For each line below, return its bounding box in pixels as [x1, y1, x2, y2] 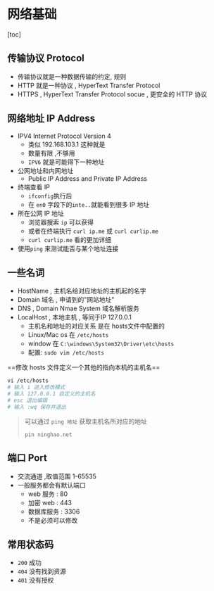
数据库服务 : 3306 [27, 507, 80, 516]
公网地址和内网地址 [17, 166, 74, 174]
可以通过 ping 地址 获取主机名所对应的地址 [24, 417, 148, 426]
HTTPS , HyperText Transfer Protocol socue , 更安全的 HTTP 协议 [17, 89, 208, 99]
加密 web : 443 [27, 498, 73, 507]
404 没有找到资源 [17, 567, 67, 576]
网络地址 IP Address [7, 113, 96, 125]
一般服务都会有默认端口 [17, 481, 86, 489]
